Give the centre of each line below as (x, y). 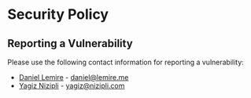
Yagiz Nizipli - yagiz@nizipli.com (72, 85)
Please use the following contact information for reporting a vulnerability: (126, 62)
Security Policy (58, 15)
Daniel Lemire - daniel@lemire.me (74, 77)
